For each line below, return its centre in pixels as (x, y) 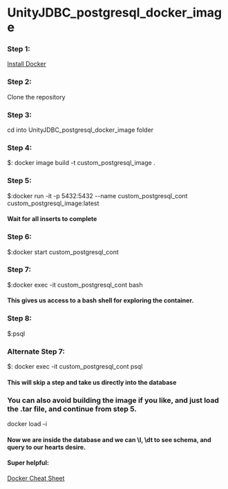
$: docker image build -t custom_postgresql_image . (81, 163)
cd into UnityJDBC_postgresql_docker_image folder (80, 130)
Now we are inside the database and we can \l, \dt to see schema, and (110, 439)
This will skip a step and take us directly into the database (92, 382)
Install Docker (27, 64)
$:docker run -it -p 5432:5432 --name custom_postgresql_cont (97, 195)
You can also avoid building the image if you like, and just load (113, 400)
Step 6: (20, 237)
